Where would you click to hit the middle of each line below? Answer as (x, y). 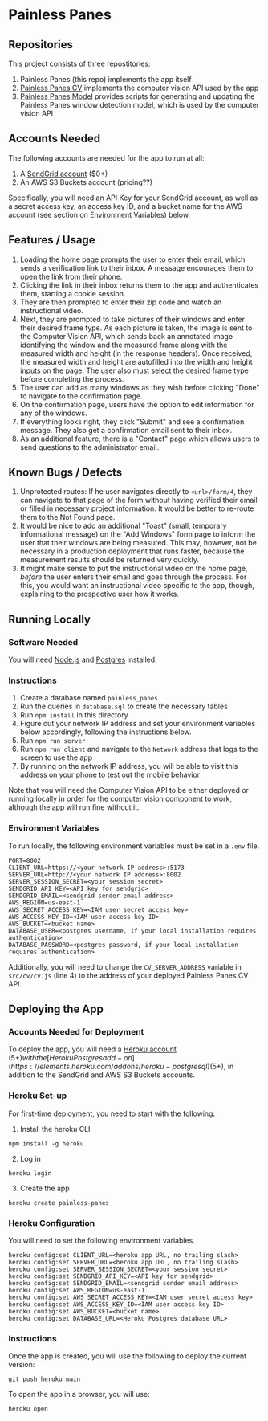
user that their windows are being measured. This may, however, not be (138, 543)
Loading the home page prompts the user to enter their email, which (132, 259)
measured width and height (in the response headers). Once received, (136, 353)
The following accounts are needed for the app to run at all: (106, 157)
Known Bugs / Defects (65, 473)
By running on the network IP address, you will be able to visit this (129, 766)
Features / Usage (52, 240)
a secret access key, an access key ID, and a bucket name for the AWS (126, 206)
